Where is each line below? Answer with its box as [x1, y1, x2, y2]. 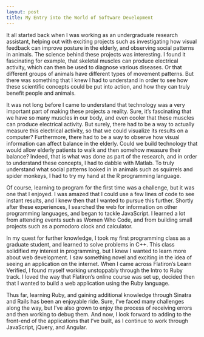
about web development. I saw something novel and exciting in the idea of [6, 253, 192, 261]
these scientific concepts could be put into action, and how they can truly [6, 83, 190, 90]
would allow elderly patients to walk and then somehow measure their [6, 146, 181, 154]
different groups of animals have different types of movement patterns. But [6, 70, 194, 77]
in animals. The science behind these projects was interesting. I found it [6, 50, 186, 58]
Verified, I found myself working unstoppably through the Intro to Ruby [6, 267, 183, 274]
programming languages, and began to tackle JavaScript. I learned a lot [6, 209, 186, 217]
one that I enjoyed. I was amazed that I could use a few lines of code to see [6, 190, 195, 197]
